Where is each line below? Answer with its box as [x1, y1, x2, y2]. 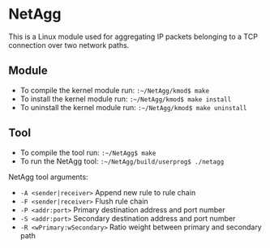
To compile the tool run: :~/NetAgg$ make [19, 148, 156, 157]
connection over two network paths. [8, 40, 130, 49]
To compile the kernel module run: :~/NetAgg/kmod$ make [19, 85, 209, 95]
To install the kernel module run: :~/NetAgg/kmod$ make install [19, 94, 232, 104]
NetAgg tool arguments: [8, 172, 88, 182]
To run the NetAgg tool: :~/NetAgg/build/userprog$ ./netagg [19, 156, 225, 166]
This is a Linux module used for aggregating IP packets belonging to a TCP [8, 32, 258, 41]
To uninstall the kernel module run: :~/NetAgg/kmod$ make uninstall [19, 102, 247, 112]
